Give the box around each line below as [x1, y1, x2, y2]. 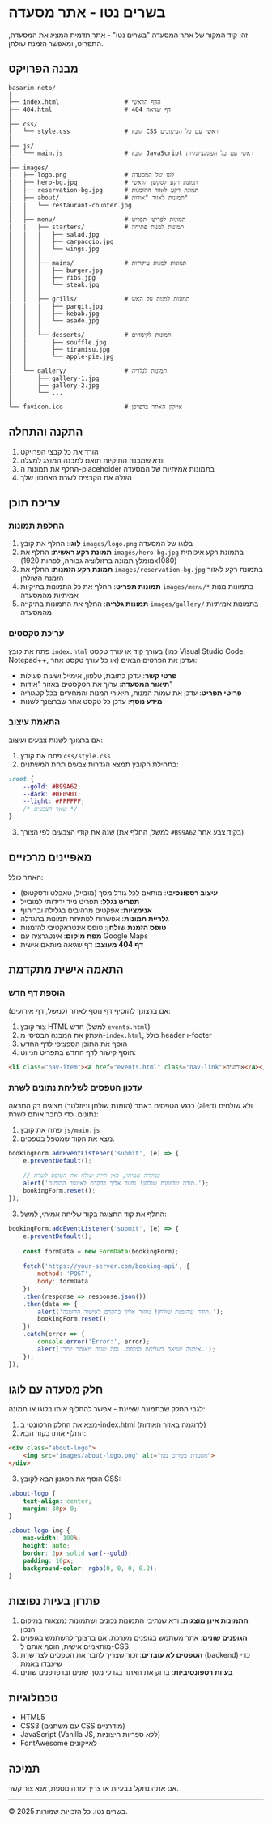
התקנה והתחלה [8, 425, 83, 439]
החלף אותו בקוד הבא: [19, 1428, 87, 1438]
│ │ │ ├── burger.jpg [8, 267, 104, 275]
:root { [8, 775, 35, 783]
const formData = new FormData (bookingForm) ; [23, 1247, 180, 1255]
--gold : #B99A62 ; [23, 782, 82, 791]
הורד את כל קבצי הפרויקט [19, 446, 99, 456]
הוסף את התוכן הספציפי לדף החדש [19, 1039, 128, 1048]
